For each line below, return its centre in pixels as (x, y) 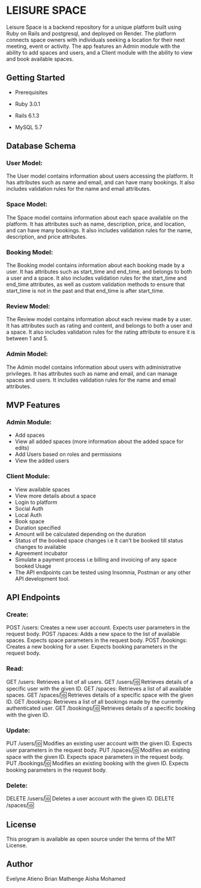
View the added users (42, 461)
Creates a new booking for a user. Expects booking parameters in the (92, 647)
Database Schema (41, 146)
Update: (18, 730)
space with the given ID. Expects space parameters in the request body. (95, 757)
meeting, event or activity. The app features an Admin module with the (93, 46)
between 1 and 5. (27, 338)
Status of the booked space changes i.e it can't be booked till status (99, 540)
